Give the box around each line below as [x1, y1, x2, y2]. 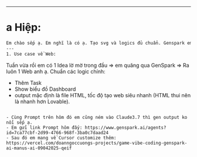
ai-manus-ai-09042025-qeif [6, 145, 72, 151]
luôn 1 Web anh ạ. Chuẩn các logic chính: [6, 68, 106, 75]
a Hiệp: [6, 21, 42, 34]
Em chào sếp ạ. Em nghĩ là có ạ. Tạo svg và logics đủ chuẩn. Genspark [6, 40, 185, 46]
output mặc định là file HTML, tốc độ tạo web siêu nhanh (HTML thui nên [14, 91, 191, 98]
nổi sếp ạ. [6, 120, 33, 125]
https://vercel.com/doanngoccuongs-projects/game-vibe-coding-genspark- [6, 140, 188, 146]
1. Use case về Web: [6, 51, 57, 57]
